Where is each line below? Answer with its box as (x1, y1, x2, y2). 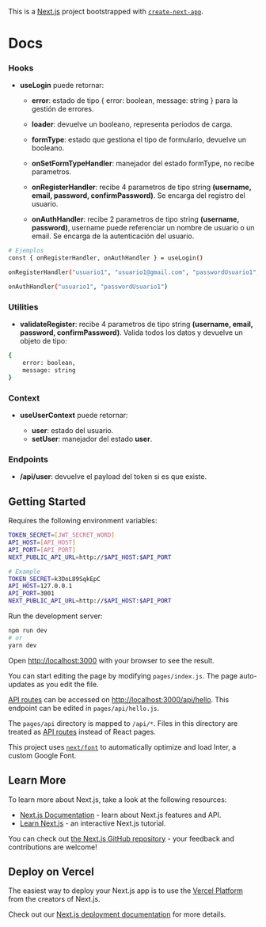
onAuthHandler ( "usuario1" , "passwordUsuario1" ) (8, 283, 169, 291)
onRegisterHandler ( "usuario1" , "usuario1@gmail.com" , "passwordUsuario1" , (8, 268, 260, 276)
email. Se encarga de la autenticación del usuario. (31, 231, 195, 241)
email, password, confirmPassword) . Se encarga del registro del (31, 191, 245, 200)
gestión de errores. (31, 104, 94, 114)
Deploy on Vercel (8, 864, 95, 878)
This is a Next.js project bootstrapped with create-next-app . (8, 7, 204, 16)
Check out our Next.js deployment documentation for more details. (8, 910, 226, 919)
